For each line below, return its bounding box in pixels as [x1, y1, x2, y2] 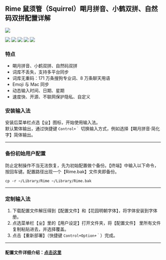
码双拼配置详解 [5, 14, 51, 22]
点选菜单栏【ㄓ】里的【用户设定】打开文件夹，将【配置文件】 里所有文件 [12, 220, 161, 226]
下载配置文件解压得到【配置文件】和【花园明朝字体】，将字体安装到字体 [12, 208, 158, 213]
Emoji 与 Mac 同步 [12, 81, 49, 88]
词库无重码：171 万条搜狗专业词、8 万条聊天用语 [12, 75, 110, 81]
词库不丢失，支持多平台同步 [12, 69, 69, 75]
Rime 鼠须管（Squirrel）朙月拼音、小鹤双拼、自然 [5, 4, 158, 13]
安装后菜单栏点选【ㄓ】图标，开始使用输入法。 [5, 119, 100, 125]
